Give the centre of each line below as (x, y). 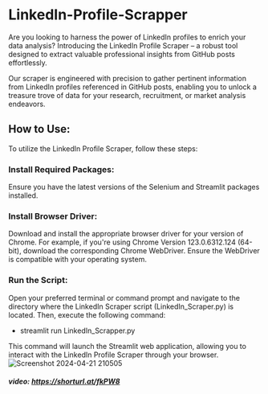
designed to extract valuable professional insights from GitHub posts (122, 54)
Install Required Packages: (61, 169)
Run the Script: (38, 281)
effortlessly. (28, 63)
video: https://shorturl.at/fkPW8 (64, 382)
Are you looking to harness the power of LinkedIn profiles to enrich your (127, 37)
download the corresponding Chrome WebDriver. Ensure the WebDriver (142, 251)
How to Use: (39, 129)
